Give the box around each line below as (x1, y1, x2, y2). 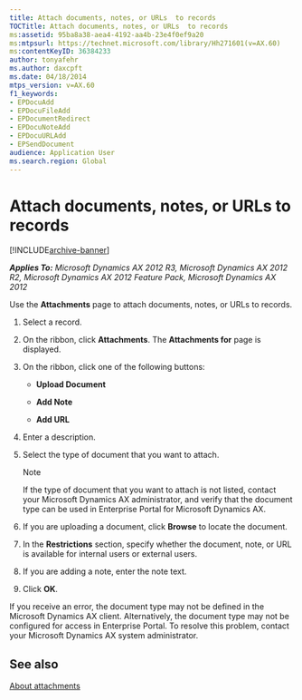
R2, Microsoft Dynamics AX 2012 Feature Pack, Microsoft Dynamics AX (9, 272, 277, 283)
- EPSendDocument (9, 140, 75, 149)
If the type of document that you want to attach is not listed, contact (22, 484, 277, 495)
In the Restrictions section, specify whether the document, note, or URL (22, 539, 292, 549)
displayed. (22, 344, 61, 355)
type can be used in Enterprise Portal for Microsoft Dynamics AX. (22, 504, 267, 515)
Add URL (35, 414, 71, 425)
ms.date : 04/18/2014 (9, 73, 88, 82)
